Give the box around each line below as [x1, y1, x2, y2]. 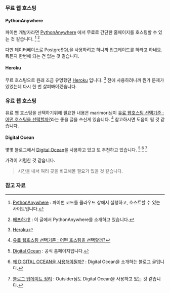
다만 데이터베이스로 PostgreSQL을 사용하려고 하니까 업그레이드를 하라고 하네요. [5, 47, 163, 53]
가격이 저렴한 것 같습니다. [5, 157, 56, 163]
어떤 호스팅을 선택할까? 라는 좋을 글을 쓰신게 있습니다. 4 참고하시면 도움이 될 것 [5, 115, 160, 122]
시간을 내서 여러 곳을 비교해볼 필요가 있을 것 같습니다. [17, 168, 123, 174]
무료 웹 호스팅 [5, 4, 37, 11]
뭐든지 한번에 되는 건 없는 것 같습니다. [5, 53, 79, 59]
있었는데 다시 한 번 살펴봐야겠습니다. [5, 83, 77, 89]
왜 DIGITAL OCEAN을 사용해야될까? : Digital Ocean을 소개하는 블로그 [12, 259, 151, 265]
